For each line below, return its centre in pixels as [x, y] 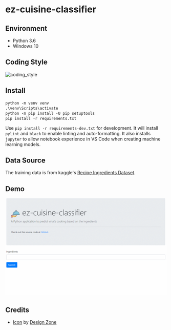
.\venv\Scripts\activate [32, 108]
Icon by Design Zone [35, 322]
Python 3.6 [24, 40]
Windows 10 [26, 46]
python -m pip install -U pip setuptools [50, 113]
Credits [17, 310]
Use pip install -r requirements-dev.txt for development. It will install [82, 128]
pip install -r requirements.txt [41, 118]
